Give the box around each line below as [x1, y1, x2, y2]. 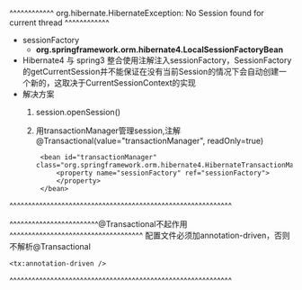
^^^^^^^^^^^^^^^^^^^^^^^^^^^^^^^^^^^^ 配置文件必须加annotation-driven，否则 [9, 230, 290, 240]
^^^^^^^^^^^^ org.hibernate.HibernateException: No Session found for [9, 8, 265, 18]
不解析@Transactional [9, 241, 92, 251]
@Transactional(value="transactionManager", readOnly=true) [35, 135, 264, 146]
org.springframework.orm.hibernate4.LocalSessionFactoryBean [35, 44, 284, 55]
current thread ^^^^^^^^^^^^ [9, 17, 110, 28]
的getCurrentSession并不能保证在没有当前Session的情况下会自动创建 [22, 67, 280, 77]
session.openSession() [35, 107, 121, 117]
